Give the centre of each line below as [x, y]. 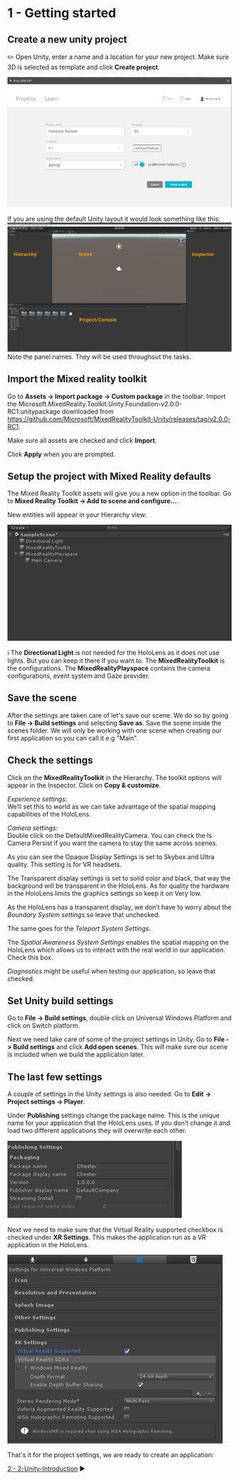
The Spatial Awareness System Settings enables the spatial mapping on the [118, 942]
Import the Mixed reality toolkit [77, 379]
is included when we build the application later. [76, 1054]
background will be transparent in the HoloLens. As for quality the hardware [118, 886]
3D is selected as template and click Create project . [84, 67]
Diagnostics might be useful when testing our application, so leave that [111, 971]
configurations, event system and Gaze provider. [79, 676]
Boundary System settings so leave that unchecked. [84, 914]
